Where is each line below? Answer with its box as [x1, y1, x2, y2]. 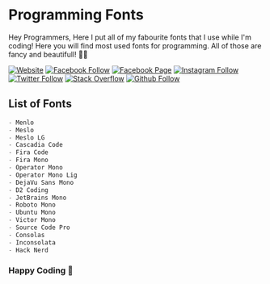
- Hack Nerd [8, 246, 49, 254]
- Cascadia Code [8, 141, 63, 149]
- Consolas [8, 231, 45, 239]
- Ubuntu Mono [8, 208, 57, 217]
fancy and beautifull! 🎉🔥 [8, 49, 88, 59]
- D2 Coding [8, 186, 49, 194]
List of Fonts [8, 97, 73, 111]
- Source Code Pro [8, 223, 70, 232]
